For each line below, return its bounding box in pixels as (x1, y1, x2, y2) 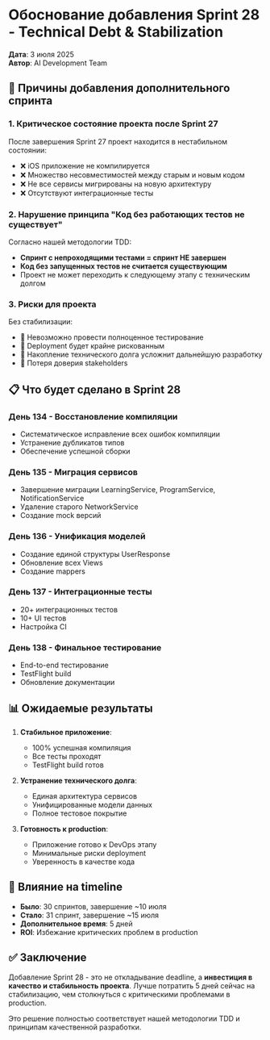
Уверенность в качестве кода (31, 857, 135, 867)
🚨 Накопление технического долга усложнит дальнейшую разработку (19, 349, 263, 360)
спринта (8, 94, 53, 108)
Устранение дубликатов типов (19, 437, 125, 447)
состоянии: (8, 145, 47, 155)
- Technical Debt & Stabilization (8, 23, 224, 41)
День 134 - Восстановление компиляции (8, 411, 178, 422)
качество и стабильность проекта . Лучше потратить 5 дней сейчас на (8, 980, 255, 990)
